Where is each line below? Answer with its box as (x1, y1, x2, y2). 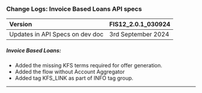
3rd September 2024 (109, 30, 170, 39)
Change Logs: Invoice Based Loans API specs (6, 5, 142, 13)
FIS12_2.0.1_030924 (109, 20, 171, 29)
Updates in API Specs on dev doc (9, 30, 104, 39)
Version (9, 20, 32, 29)
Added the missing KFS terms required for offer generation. (14, 62, 162, 69)
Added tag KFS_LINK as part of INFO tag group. (14, 75, 133, 82)
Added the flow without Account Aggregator (14, 68, 125, 76)
